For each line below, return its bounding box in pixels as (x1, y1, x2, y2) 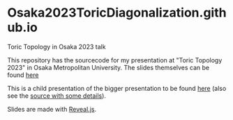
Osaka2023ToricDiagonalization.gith (7, 5, 227, 21)
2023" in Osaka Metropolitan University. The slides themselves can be (7, 63, 210, 71)
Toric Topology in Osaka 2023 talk (7, 42, 106, 51)
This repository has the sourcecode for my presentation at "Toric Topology (7, 55, 223, 64)
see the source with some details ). (7, 92, 107, 100)
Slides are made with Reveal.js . (7, 105, 96, 113)
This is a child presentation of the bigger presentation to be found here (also (7, 84, 227, 92)
